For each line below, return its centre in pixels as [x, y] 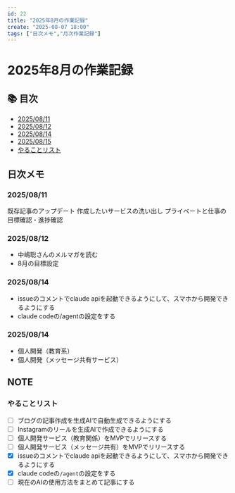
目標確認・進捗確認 [35, 220]
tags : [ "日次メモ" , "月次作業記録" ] [54, 33]
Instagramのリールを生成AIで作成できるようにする [90, 429]
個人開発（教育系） [45, 351]
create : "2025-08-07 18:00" [49, 27]
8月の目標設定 [38, 263]
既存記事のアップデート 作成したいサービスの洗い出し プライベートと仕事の [117, 211]
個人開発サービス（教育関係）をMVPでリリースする [92, 438]
